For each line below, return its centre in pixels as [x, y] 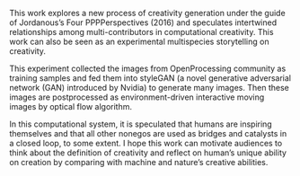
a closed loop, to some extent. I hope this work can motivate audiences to [146, 143]
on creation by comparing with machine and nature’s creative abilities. [139, 162]
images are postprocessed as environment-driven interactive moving [137, 97]
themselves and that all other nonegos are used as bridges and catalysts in [148, 133]
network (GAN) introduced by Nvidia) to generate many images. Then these [149, 88]
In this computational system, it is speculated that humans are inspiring [141, 124]
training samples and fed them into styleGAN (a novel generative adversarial [150, 78]
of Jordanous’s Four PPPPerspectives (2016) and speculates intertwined [143, 22]
